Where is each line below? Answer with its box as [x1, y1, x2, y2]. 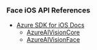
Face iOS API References [6, 5, 90, 15]
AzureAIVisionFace [26, 36, 80, 44]
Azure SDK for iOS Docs [16, 21, 85, 29]
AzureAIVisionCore [26, 28, 80, 36]
